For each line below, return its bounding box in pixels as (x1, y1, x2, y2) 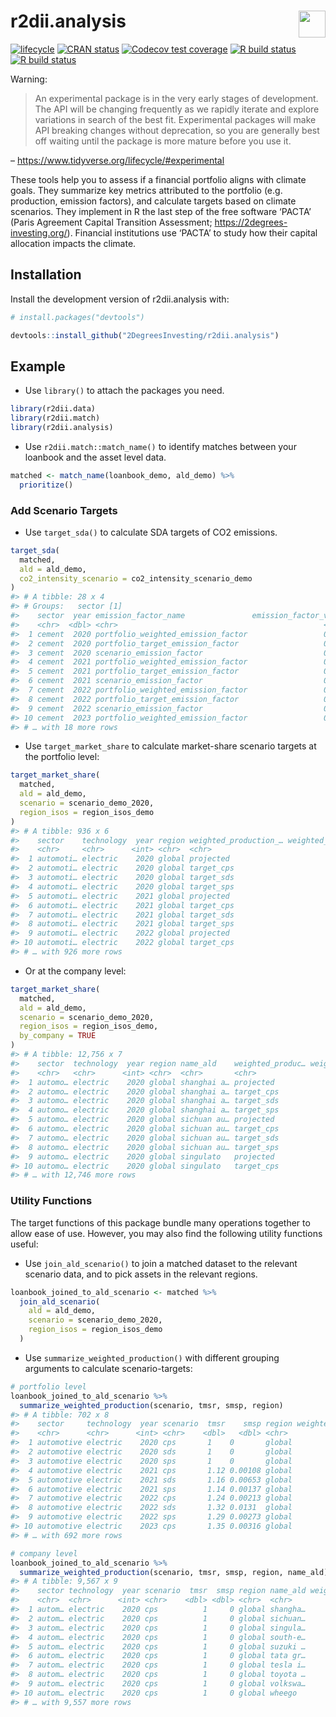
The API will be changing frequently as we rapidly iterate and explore (34, 103, 320, 115)
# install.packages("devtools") (10, 312, 145, 322)
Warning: (10, 73, 48, 85)
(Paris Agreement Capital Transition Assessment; (10, 216, 213, 228)
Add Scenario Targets (10, 503, 118, 517)
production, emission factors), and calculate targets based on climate (10, 195, 297, 207)
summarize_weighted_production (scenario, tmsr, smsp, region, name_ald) (19, 1567, 329, 1577)
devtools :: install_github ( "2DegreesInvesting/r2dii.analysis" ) (10, 330, 280, 340)
